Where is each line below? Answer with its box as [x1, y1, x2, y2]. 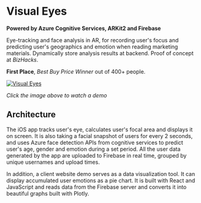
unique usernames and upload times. [6, 158, 100, 166]
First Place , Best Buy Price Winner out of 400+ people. [6, 67, 146, 75]
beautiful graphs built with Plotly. [6, 190, 89, 197]
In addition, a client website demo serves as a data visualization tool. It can [6, 170, 195, 177]
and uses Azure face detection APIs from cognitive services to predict [6, 139, 184, 146]
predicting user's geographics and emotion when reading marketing [6, 43, 178, 50]
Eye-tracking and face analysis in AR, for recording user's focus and [6, 36, 179, 44]
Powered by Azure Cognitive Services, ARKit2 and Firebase [6, 25, 161, 32]
